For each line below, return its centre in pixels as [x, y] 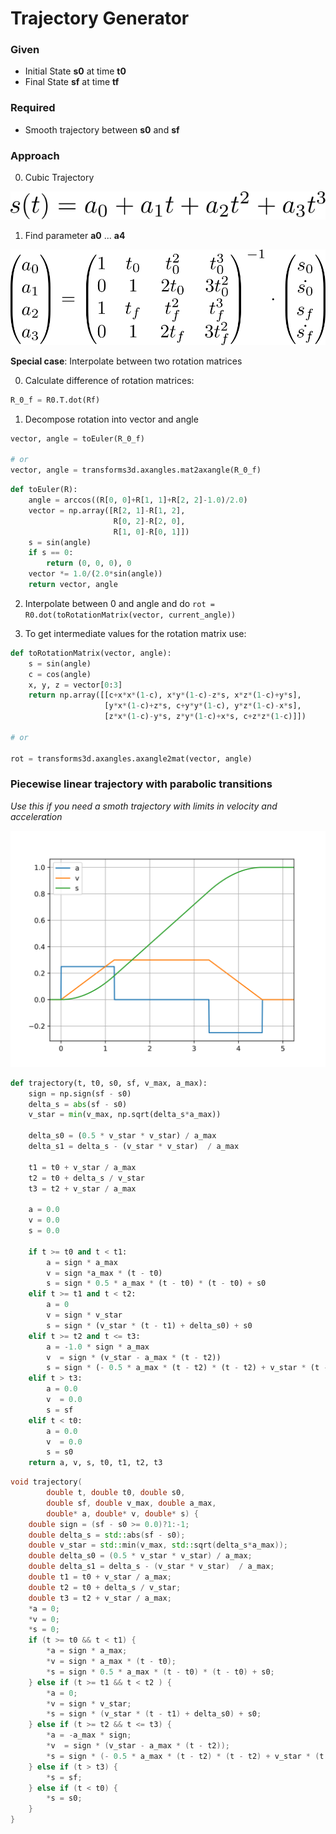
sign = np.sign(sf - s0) [80, 1093]
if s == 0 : [51, 553]
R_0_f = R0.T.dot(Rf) [55, 400]
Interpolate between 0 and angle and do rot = [119, 603]
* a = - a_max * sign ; [89, 1735]
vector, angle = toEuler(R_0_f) [77, 438]
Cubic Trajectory [59, 178]
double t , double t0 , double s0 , [116, 1493]
